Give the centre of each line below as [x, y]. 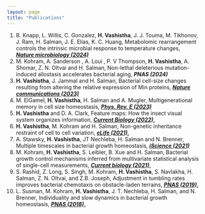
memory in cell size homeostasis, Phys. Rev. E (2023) [84, 106]
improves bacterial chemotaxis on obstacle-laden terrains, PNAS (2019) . [107, 185]
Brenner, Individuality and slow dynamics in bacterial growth [92, 197]
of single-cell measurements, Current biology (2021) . [83, 165]
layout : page [23, 12]
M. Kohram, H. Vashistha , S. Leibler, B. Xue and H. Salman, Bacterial [102, 152]
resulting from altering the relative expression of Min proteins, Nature [103, 87]
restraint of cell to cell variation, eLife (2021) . [72, 133]
